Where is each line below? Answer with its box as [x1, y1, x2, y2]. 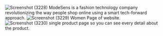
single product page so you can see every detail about [49, 20, 158, 26]
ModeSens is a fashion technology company [48, 5, 138, 10]
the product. [5, 25, 30, 31]
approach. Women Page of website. [5, 15, 121, 20]
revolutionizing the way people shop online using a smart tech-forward [5, 10, 147, 16]
